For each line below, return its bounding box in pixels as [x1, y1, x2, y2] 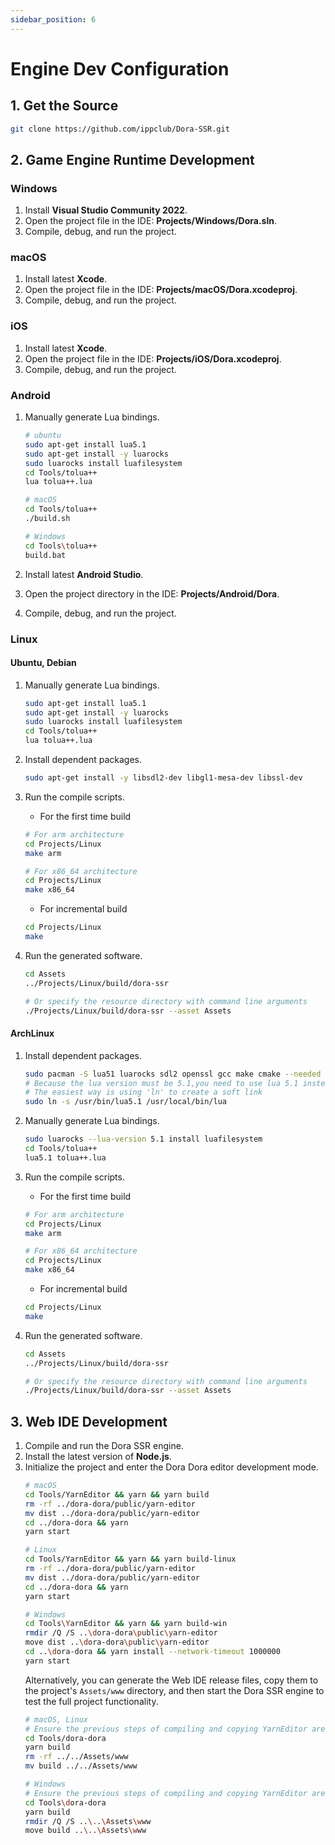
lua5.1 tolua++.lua [24, 1152, 107, 1163]
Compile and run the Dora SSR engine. [24, 1440, 184, 1452]
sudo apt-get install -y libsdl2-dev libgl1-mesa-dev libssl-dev [24, 773, 303, 783]
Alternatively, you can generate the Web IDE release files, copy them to [24, 1674, 319, 1686]
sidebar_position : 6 [10, 14, 97, 25]
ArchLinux [10, 1027, 55, 1040]
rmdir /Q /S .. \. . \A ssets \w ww [24, 1816, 152, 1826]
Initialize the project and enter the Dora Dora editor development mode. [24, 1461, 319, 1473]
